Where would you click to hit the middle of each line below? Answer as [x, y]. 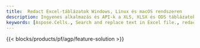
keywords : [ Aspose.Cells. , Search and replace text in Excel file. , [93, 22]
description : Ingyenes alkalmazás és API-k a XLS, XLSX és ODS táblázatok [101, 17]
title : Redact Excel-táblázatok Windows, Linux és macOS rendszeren [94, 11]
